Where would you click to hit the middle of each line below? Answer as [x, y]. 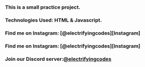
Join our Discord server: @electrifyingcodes [58, 59]
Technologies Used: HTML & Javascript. [54, 20]
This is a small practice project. [43, 7]
